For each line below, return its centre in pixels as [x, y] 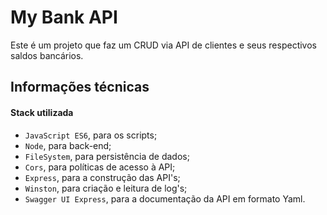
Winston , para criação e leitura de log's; [106, 188]
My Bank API [64, 17]
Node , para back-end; [68, 145]
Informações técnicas [80, 87]
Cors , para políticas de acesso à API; [100, 167]
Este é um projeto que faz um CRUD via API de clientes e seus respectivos [163, 45]
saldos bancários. [47, 55]
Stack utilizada [42, 112]
